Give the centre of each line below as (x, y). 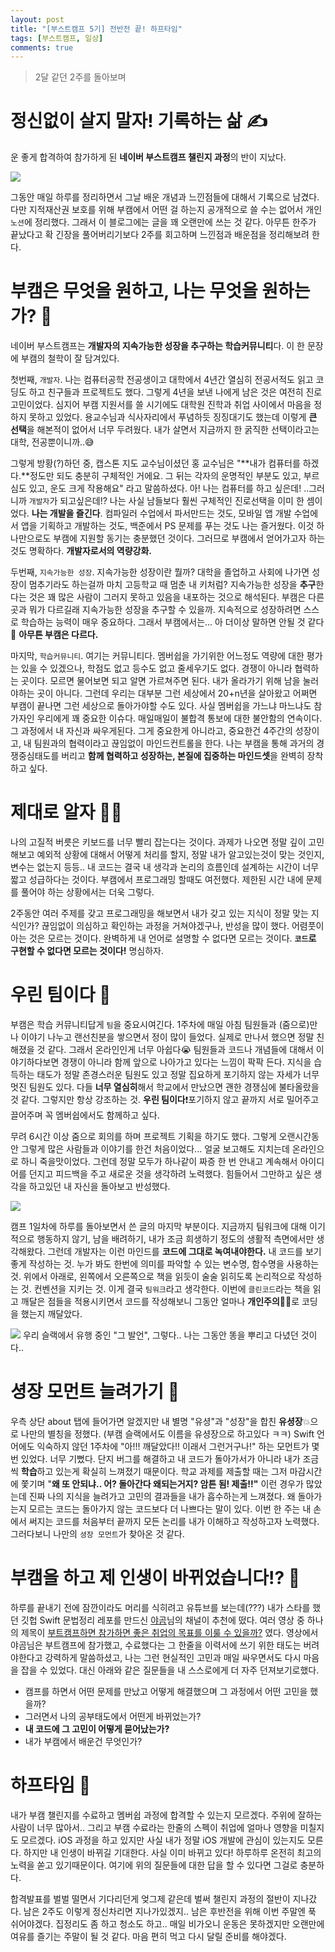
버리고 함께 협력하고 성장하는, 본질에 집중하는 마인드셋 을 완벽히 (183, 756)
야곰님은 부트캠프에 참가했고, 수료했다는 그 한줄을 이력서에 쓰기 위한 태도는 (156, 1645)
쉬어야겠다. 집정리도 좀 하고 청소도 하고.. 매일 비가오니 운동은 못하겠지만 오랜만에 (167, 1923)
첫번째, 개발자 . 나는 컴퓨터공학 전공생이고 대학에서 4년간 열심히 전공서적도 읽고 (162, 380)
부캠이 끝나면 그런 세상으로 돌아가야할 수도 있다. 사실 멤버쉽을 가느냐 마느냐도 (161, 706)
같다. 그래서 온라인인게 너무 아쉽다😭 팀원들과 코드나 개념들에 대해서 (180, 1049)
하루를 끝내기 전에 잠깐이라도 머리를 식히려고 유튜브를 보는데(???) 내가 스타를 (160, 1607)
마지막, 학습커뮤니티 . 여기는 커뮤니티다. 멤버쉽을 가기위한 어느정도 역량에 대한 (157, 656)
